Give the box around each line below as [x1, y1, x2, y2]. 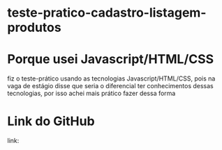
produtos [7, 19, 61, 35]
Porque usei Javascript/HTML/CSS [7, 51, 214, 67]
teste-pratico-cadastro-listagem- [7, 5, 207, 21]
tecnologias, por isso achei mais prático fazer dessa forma [7, 89, 176, 98]
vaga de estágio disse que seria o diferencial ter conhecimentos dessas [7, 82, 214, 90]
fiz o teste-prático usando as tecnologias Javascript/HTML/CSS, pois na [7, 74, 216, 83]
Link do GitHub [7, 113, 96, 129]
